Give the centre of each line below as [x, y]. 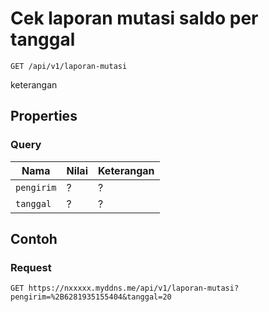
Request [31, 267]
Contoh [34, 239]
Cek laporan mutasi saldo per [134, 18]
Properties [44, 116]
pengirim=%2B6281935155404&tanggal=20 [91, 297]
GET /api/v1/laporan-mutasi [69, 66]
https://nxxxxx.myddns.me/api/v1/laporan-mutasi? [134, 288]
